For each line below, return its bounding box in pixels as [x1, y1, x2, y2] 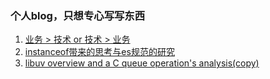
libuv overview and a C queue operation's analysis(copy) [24, 57, 260, 69]
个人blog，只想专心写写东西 [10, 8, 146, 22]
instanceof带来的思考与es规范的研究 [24, 46, 175, 58]
